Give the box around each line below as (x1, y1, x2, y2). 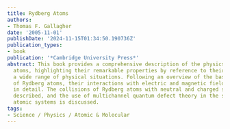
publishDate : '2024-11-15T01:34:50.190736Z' (7, 35, 136, 42)
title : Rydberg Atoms (7, 10, 69, 17)
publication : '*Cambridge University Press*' (7, 55, 139, 61)
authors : (7, 16, 32, 23)
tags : (7, 105, 23, 112)
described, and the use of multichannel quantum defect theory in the (13, 93, 219, 100)
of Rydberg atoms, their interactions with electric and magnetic (13, 80, 207, 87)
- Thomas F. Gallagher (7, 23, 72, 29)
